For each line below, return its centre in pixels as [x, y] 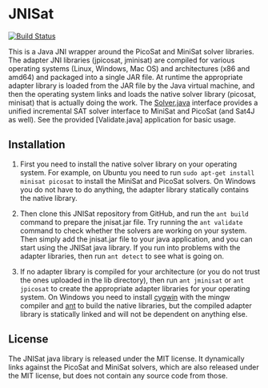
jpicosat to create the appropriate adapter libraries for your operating [135, 288]
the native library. [48, 198]
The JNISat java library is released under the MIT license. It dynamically [127, 358]
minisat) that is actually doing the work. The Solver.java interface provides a [133, 102]
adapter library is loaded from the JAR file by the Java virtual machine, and [132, 86]
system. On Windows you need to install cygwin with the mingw [125, 297]
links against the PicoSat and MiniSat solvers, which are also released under [134, 367]
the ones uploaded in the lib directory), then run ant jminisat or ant [132, 280]
